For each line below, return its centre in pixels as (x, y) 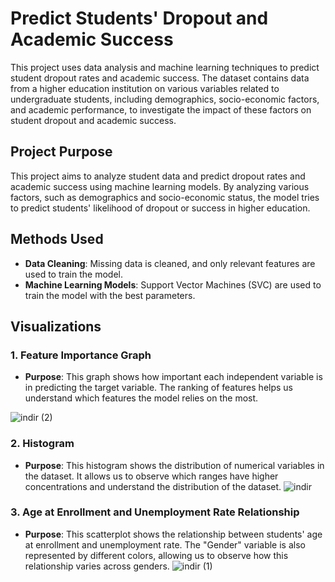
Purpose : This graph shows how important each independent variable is (173, 377)
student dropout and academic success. (93, 120)
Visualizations (56, 326)
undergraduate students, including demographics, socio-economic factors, (165, 99)
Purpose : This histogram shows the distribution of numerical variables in (174, 465)
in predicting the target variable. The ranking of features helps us (158, 388)
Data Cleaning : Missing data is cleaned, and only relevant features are (170, 263)
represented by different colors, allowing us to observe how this (156, 555)
